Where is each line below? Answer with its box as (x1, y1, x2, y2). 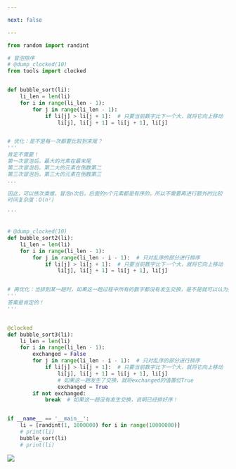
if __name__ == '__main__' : (7, 416, 90, 423)
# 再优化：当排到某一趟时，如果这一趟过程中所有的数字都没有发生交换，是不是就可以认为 (7, 286, 228, 293)
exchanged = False (32, 351, 86, 358)
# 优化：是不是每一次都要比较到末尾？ (7, 138, 103, 145)
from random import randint (7, 41, 90, 49)
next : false (7, 16, 42, 23)
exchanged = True (57, 383, 109, 390)
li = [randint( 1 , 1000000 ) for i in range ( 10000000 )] (20, 422, 181, 429)
